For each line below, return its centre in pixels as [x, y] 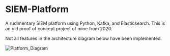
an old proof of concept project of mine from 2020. [59, 28]
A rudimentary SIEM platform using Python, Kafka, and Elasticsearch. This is [85, 23]
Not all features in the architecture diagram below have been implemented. [83, 38]
